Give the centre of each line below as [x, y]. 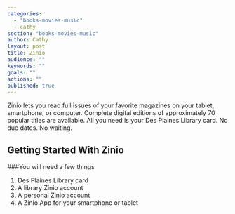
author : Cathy [28, 40]
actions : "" [25, 79]
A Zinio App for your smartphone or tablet [78, 203]
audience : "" [26, 60]
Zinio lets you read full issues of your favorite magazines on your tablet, [111, 105]
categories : [25, 14]
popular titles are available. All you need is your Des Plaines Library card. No [117, 121]
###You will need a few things [51, 167]
